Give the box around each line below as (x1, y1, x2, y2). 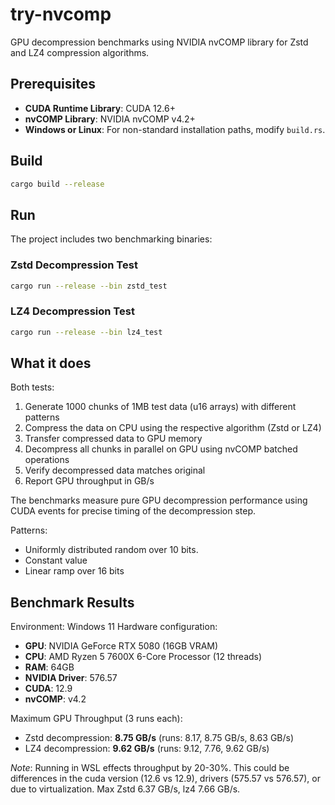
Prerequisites (10, 76, 96, 93)
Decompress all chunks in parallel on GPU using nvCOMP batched (24, 443, 298, 455)
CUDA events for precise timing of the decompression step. (10, 505, 257, 517)
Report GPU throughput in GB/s (24, 475, 155, 487)
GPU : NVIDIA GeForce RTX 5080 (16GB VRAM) (24, 640, 219, 652)
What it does (10, 354, 92, 372)
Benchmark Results (10, 594, 135, 611)
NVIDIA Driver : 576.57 (24, 672, 118, 684)
